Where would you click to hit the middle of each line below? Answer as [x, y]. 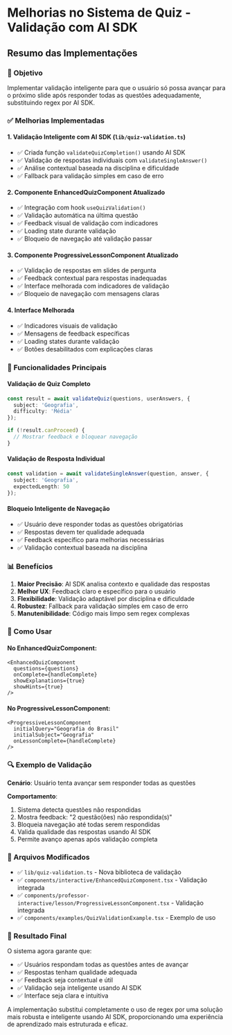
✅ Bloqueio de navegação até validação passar [84, 239]
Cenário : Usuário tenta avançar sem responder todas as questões [101, 783]
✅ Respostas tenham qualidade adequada [77, 973]
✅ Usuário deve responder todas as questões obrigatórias [100, 524]
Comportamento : [32, 796]
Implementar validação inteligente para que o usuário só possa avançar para [116, 87]
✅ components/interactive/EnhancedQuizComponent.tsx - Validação [112, 880]
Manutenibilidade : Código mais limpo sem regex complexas [104, 614]
